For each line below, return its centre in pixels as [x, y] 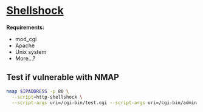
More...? [25, 58]
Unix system [31, 51]
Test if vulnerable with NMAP [63, 77]
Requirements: [25, 27]
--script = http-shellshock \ [47, 97]
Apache [25, 45]
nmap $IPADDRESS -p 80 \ [38, 91]
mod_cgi [26, 39]
